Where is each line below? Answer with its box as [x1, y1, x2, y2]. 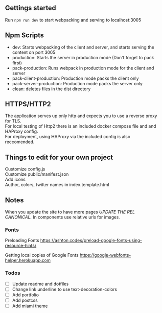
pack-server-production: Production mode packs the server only [12, 80, 143, 86]
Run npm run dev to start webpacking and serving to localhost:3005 [5, 17, 141, 23]
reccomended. [5, 139, 35, 145]
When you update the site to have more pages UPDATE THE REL [5, 209, 135, 215]
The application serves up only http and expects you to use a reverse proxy [5, 113, 158, 119]
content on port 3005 [12, 49, 56, 55]
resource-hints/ [5, 242, 37, 249]
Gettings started [5, 4, 56, 12]
